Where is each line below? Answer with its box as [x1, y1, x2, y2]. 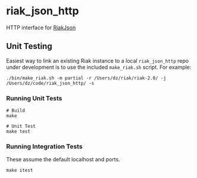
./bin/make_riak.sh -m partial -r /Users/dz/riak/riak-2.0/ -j [6, 75, 167, 81]
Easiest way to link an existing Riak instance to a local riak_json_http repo [6, 57, 189, 64]
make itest [6, 167, 33, 174]
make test [6, 128, 31, 135]
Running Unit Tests [6, 94, 62, 102]
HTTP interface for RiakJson [6, 24, 76, 31]
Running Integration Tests [6, 142, 83, 151]
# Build [6, 108, 26, 114]
